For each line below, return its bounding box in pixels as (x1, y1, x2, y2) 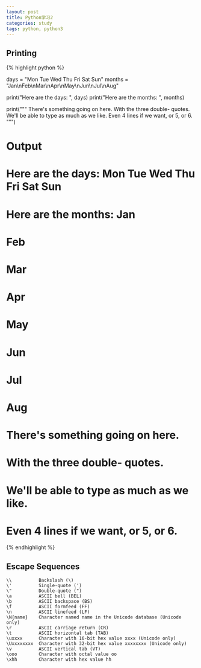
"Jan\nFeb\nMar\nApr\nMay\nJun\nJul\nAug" (6, 82, 119, 89)
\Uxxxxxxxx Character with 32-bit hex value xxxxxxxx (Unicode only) (6, 641, 187, 647)
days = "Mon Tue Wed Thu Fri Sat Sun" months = (6, 76, 129, 83)
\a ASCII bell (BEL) (6, 593, 82, 599)
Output (6, 139, 42, 153)
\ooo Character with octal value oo (6, 651, 117, 658)
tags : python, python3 (6, 25, 63, 32)
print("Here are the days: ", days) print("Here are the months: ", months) (6, 94, 185, 101)
